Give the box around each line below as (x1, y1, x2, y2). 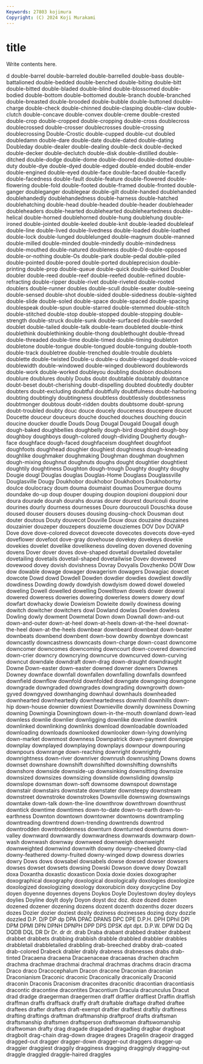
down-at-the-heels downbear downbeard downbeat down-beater (28, 626, 192, 633)
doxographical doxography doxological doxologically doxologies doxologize (6, 877, 195, 885)
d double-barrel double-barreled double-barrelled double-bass (6, 72, 164, 79)
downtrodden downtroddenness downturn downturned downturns (6, 825, 172, 833)
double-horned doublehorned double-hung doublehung (24, 214, 163, 221)
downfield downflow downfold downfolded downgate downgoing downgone (6, 677, 196, 685)
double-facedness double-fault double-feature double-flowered (6, 175, 166, 182)
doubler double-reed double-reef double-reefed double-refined (6, 272, 165, 279)
